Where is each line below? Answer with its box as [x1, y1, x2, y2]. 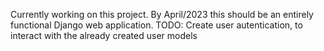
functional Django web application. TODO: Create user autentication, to [10, 19, 303, 31]
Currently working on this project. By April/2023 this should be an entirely [10, 9, 314, 20]
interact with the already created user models [10, 30, 198, 41]
